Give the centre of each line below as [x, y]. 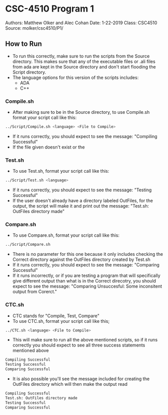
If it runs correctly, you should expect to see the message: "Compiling [85, 136]
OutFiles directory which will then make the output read [70, 384]
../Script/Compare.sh [28, 245]
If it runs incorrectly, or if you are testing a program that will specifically [87, 275]
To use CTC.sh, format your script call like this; [61, 321]
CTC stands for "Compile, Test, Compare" [56, 316]
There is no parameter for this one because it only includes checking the [88, 254]
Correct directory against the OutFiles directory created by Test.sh [81, 259]
